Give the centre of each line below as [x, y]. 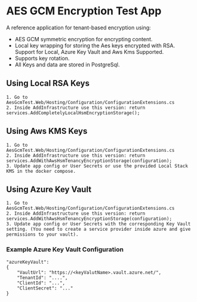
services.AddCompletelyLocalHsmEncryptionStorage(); [73, 113]
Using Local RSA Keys [48, 83]
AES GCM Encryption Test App [84, 11]
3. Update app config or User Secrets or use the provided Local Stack [97, 166]
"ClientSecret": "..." [45, 288]
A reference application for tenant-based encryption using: [79, 28]
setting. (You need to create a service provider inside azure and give [98, 229]
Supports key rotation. [42, 58]
